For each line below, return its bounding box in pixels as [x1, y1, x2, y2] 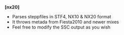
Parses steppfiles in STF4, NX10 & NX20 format [12, 14, 111, 19]
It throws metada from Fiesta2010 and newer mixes [12, 19, 119, 25]
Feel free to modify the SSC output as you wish [12, 24, 111, 30]
